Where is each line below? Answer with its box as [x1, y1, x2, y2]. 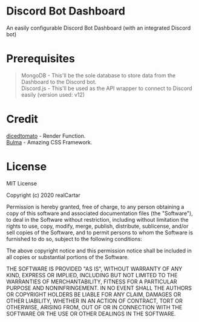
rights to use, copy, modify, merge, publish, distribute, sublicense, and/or [6, 222, 189, 230]
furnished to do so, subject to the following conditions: [6, 235, 142, 242]
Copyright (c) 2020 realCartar [6, 192, 80, 199]
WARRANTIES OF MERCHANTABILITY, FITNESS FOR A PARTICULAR [6, 278, 177, 285]
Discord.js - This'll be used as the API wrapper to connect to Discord [21, 85, 192, 92]
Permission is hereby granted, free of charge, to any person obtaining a [6, 203, 184, 210]
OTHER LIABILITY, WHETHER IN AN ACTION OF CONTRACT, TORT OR [6, 297, 183, 304]
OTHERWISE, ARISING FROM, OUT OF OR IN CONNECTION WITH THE [6, 303, 183, 311]
